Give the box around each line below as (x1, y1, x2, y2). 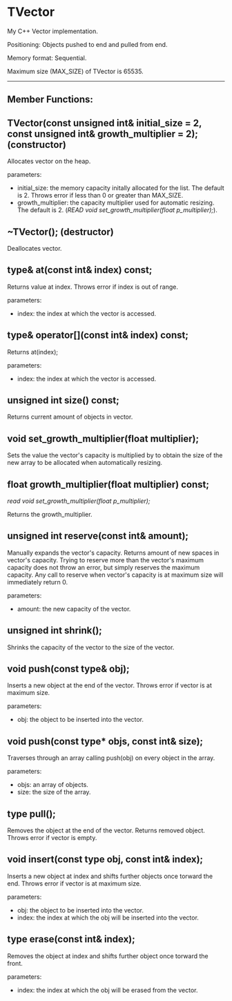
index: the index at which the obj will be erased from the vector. (17, 986, 198, 994)
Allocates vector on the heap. (7, 157, 91, 166)
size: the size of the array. (17, 788, 91, 797)
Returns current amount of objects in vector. (7, 412, 133, 421)
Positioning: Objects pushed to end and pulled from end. (7, 40, 168, 48)
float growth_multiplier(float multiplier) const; (7, 478, 209, 490)
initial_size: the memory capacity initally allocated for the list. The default (17, 184, 224, 192)
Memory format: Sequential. (7, 53, 87, 62)
